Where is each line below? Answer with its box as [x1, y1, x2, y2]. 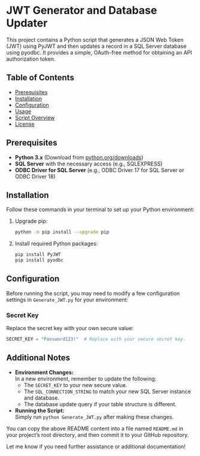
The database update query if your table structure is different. [23, 400, 177, 407]
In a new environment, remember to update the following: [14, 375, 157, 382]
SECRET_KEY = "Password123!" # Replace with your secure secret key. [6, 336, 186, 342]
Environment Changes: [14, 369, 74, 376]
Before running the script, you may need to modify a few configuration [6, 289, 180, 297]
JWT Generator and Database [6, 4, 157, 17]
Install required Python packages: [14, 240, 98, 247]
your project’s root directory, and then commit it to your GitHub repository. [6, 431, 189, 438]
